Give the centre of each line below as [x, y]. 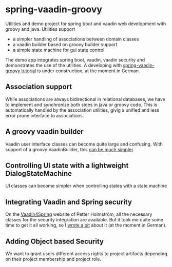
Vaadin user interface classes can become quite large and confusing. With [84, 144]
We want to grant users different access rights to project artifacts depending [87, 254]
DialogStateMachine [39, 173]
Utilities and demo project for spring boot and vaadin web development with [86, 24]
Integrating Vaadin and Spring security [69, 202]
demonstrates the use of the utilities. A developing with [64, 65]
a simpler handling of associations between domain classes [76, 39]
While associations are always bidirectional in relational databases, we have [85, 99]
